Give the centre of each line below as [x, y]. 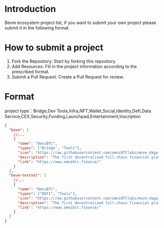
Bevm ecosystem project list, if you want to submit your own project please [80, 23]
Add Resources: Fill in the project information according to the [74, 66]
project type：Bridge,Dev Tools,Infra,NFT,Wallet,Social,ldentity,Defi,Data [78, 111]
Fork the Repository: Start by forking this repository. [64, 61]
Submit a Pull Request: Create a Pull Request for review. [68, 76]
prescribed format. [31, 72]
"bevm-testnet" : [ [28, 176]
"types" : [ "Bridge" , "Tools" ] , [49, 148]
